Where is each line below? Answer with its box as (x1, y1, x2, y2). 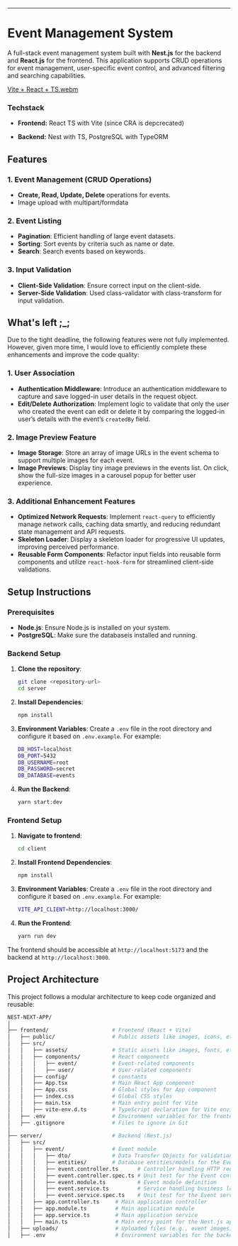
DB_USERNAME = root (17, 759, 69, 766)
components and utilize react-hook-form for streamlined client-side (17, 558, 214, 567)
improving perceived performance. (17, 542, 120, 551)
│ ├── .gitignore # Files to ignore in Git (7, 1119, 189, 1126)
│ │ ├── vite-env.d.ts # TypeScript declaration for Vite (7, 1105, 217, 1113)
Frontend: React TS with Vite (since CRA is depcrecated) (17, 119, 185, 128)
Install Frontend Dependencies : (17, 858, 112, 867)
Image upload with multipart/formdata (17, 198, 129, 207)
